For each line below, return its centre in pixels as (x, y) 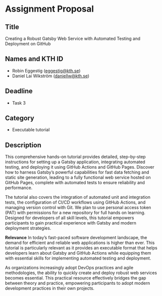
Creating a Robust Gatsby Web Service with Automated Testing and (73, 38)
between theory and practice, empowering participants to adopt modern (78, 283)
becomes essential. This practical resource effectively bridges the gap (76, 278)
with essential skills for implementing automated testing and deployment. (78, 258)
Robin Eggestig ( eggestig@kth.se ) (46, 70)
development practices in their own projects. (50, 288)
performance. (19, 188)
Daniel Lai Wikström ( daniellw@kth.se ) (51, 76)
